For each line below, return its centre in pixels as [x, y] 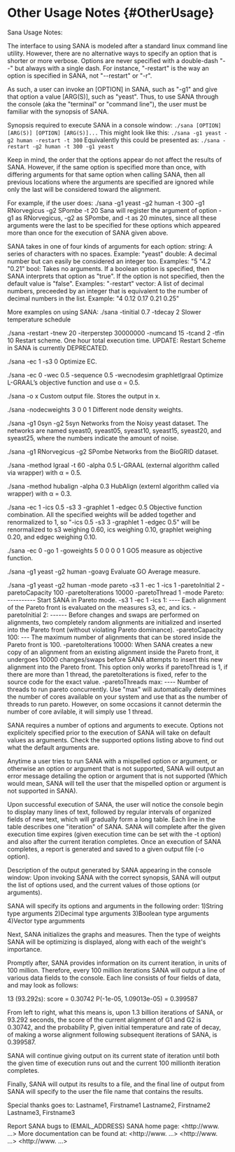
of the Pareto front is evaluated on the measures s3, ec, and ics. [100, 607]
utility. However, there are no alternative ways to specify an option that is [112, 53]
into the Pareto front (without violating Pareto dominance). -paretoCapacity [115, 630]
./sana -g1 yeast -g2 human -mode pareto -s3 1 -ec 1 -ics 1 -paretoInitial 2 [114, 585]
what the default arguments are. [54, 747]
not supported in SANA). [43, 791]
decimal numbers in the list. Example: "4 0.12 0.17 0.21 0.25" [93, 298]
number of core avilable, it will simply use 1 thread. [80, 712]
